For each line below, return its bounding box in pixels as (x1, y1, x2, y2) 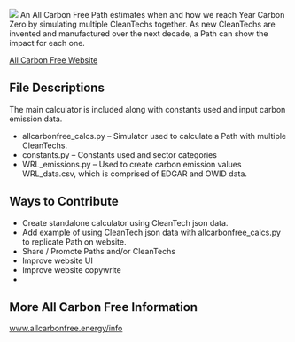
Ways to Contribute (9, 194, 119, 209)
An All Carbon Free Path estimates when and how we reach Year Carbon (19, 10, 285, 19)
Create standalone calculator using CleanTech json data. (21, 217, 229, 228)
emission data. (9, 113, 63, 124)
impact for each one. (9, 38, 86, 48)
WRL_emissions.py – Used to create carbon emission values (21, 159, 242, 169)
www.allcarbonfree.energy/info (9, 323, 123, 334)
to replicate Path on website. (21, 236, 127, 247)
